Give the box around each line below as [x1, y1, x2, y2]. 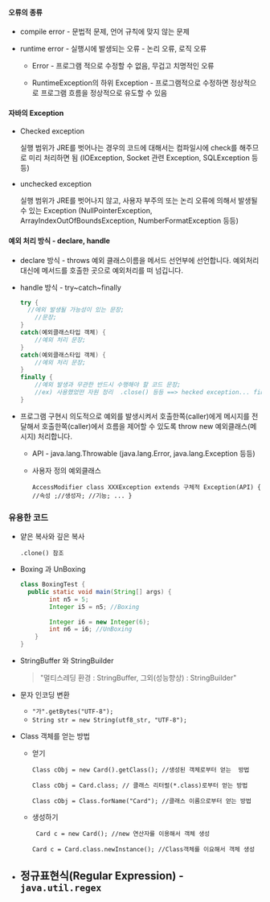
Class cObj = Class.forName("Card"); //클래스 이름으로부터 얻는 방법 [31, 797, 252, 805]
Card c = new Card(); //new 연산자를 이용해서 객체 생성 [35, 830, 211, 838]
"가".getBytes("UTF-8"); [31, 708, 114, 716]
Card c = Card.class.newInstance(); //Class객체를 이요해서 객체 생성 [31, 846, 256, 854]
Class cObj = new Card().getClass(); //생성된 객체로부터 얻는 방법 [31, 766, 250, 774]
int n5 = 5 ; [49, 595, 89, 603]
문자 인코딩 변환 [19, 690, 70, 700]
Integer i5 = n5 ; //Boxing [49, 603, 140, 611]
